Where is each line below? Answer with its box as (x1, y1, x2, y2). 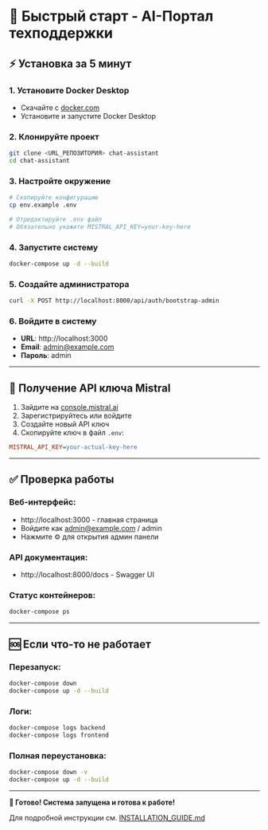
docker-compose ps (9, 608, 70, 616)
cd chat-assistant (9, 157, 70, 165)
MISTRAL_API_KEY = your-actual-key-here (9, 443, 138, 451)
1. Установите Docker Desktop (9, 85, 130, 96)
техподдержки (9, 24, 114, 42)
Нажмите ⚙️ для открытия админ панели (20, 532, 159, 541)
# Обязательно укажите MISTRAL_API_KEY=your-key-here (9, 222, 192, 230)
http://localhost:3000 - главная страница (20, 514, 158, 525)
